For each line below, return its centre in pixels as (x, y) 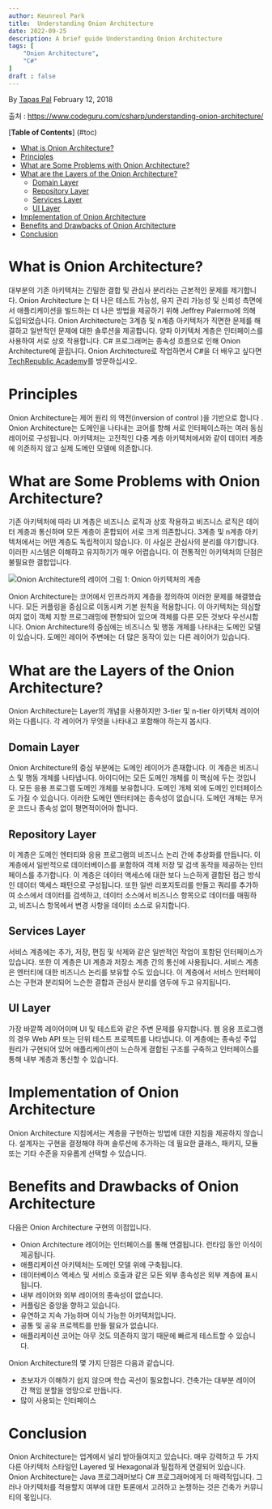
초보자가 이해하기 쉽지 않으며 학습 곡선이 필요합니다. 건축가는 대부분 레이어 (138, 1380)
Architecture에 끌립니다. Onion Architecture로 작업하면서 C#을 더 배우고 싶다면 (135, 351)
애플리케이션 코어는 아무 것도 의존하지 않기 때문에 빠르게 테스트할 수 (127, 1335)
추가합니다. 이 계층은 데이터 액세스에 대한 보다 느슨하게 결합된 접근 (141, 875)
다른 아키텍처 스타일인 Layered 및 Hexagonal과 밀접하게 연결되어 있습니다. (127, 1467)
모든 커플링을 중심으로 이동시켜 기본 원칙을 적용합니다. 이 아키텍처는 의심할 (143, 607)
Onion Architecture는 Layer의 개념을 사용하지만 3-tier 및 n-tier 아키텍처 (123, 711)
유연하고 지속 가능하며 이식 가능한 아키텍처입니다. (98, 1315)
